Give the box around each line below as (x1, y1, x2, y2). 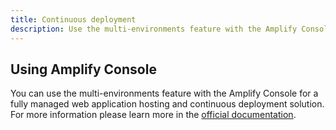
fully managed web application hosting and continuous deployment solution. (10, 98, 325, 110)
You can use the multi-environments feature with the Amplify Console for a (10, 87, 319, 100)
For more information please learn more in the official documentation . (10, 109, 297, 121)
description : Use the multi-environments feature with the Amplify (10, 24, 298, 34)
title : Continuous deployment (10, 14, 137, 25)
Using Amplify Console (10, 61, 157, 78)
